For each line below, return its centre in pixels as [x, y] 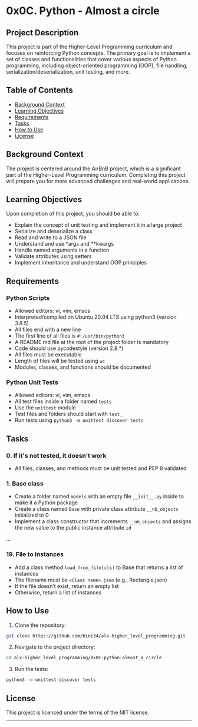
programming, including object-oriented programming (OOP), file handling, [97, 65]
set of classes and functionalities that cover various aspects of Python [91, 59]
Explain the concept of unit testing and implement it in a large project [98, 225]
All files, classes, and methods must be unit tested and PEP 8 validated [100, 468]
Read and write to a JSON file [50, 237]
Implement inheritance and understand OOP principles [81, 263]
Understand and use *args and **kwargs [64, 244]
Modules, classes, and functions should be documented [83, 367]
